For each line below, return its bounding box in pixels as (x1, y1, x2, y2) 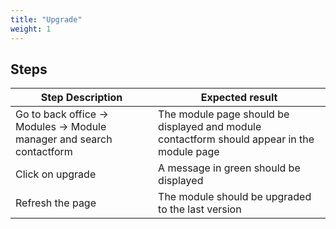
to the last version (158, 202, 242, 216)
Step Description (40, 91, 123, 105)
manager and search (15, 132, 113, 146)
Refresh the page (15, 196, 97, 210)
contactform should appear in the (158, 132, 315, 146)
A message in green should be (158, 161, 301, 175)
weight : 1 (10, 24, 52, 34)
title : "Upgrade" (10, 14, 83, 25)
